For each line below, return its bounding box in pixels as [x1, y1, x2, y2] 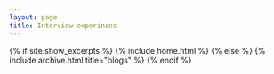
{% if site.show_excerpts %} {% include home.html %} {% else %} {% [9, 45, 267, 55]
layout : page [9, 12, 58, 22]
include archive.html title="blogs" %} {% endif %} [9, 55, 193, 65]
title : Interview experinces [9, 21, 117, 30]
